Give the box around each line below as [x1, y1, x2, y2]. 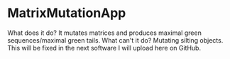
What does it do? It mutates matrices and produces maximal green [7, 28, 202, 37]
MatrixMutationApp [7, 5, 126, 21]
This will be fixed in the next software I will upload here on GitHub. [7, 43, 201, 52]
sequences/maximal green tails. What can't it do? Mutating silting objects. [7, 36, 224, 44]
